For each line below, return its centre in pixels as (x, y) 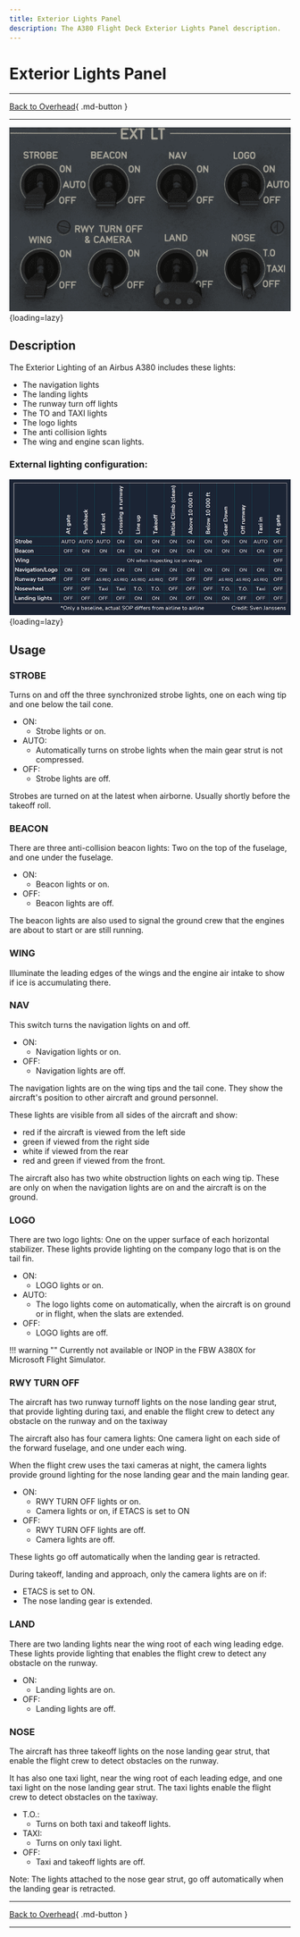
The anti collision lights (64, 432)
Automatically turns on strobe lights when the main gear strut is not (159, 750)
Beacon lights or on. (72, 884)
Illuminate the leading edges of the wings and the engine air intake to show (147, 973)
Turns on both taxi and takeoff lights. (103, 1824)
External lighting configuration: (79, 465)
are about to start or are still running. (77, 931)
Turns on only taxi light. (79, 1843)
